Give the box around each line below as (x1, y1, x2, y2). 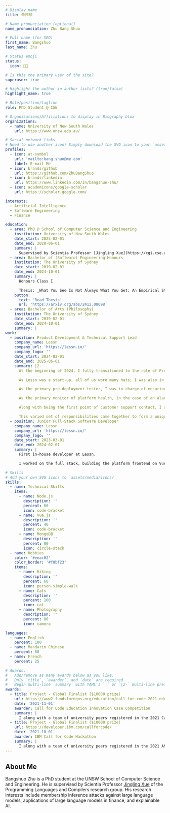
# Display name (5, 7, 37, 13)
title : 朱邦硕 (5, 12, 33, 17)
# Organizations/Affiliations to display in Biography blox (5, 114, 135, 119)
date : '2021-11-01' (14, 701, 56, 706)
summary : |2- (14, 363, 42, 368)
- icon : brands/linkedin (10, 175, 62, 180)
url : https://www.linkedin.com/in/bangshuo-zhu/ (14, 180, 119, 185)
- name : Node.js (18, 494, 53, 499)
